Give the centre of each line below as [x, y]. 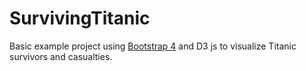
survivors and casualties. [61, 56]
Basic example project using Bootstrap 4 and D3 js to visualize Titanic [153, 46]
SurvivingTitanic [80, 18]
